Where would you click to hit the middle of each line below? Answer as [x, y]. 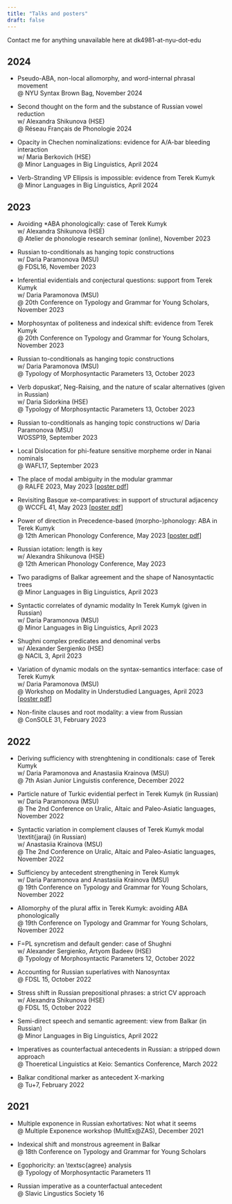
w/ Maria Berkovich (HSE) [54, 157]
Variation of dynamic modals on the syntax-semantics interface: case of [120, 669]
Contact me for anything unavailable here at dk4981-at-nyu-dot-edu [104, 40]
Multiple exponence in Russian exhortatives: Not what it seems [107, 1123]
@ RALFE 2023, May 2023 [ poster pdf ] [73, 486]
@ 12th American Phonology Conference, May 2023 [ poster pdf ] [109, 536]
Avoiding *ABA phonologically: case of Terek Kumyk [92, 224]
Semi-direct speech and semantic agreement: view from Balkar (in [112, 1021]
